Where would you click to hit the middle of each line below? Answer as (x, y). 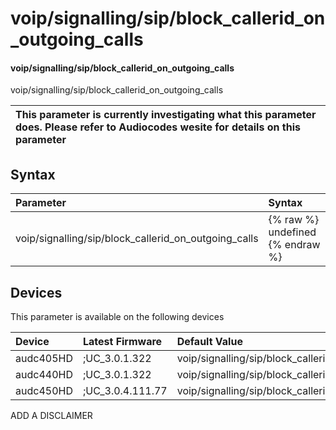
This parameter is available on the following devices (117, 317)
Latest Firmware (122, 342)
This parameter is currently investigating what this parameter (166, 115)
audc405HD (44, 359)
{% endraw (294, 245)
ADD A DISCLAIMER (51, 416)
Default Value (209, 342)
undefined (292, 232)
